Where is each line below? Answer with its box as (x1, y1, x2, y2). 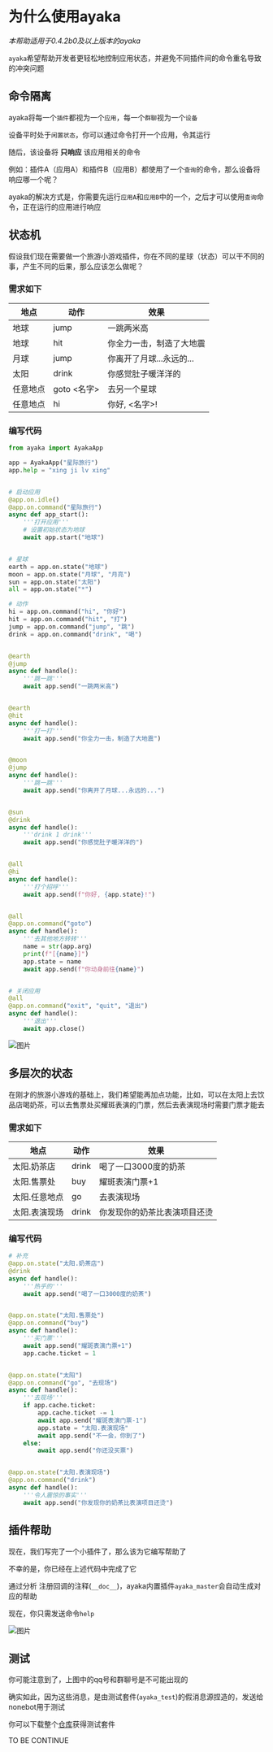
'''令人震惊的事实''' (23, 1491, 88, 1499)
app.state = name (23, 957, 82, 966)
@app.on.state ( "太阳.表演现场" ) (8, 1468, 111, 1476)
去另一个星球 (107, 383, 157, 394)
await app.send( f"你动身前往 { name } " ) (23, 965, 145, 973)
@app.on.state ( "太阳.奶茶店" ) (8, 1259, 105, 1268)
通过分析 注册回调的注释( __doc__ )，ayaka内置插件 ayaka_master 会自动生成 (8, 1580, 254, 1590)
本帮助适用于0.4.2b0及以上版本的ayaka (8, 36, 141, 46)
